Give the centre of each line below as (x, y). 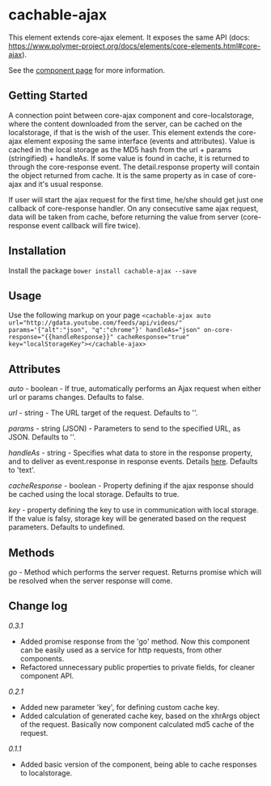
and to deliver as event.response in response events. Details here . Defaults (133, 461)
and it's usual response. (64, 184)
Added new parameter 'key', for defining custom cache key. (120, 707)
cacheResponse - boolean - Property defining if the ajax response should (131, 486)
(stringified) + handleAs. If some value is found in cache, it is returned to (129, 158)
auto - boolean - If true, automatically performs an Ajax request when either (135, 389)
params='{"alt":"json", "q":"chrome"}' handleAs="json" (104, 330)
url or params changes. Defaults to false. (76, 397)
